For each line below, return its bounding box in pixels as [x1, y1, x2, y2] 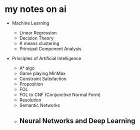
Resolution [19, 96, 41, 103]
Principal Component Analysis [19, 45, 82, 51]
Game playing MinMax [19, 70, 66, 76]
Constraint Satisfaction [19, 75, 67, 81]
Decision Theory [19, 35, 53, 41]
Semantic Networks [19, 102, 60, 108]
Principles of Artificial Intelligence [11, 55, 81, 61]
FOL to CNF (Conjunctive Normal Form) [19, 91, 101, 97]
